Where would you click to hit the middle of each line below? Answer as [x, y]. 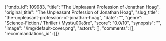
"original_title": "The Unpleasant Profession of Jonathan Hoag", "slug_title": [82, 12]
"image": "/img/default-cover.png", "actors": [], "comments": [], [70, 28]
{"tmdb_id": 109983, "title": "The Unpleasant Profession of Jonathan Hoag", [82, 7]
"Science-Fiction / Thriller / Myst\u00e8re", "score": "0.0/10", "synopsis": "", [83, 23]
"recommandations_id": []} [32, 33]
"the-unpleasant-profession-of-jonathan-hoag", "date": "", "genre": [74, 18]
